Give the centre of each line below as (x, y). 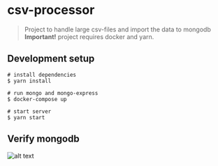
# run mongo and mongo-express (53, 93)
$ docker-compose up (37, 99)
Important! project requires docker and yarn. (89, 36)
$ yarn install (29, 81)
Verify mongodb (43, 139)
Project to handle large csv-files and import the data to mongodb (117, 29)
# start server (29, 111)
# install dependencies (42, 75)
